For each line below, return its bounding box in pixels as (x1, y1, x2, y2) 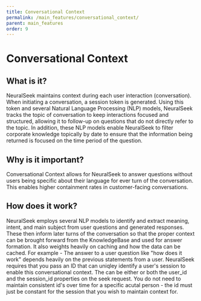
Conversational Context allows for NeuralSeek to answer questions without (6, 171, 193, 178)
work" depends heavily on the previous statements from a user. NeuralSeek (6, 256, 195, 263)
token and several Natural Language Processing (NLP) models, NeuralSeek (6, 105, 193, 112)
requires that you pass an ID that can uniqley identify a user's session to (6, 262, 186, 270)
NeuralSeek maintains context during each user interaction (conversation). (6, 92, 192, 99)
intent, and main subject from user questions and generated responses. (6, 223, 184, 231)
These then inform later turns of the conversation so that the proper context (6, 230, 195, 237)
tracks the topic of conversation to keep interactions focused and (6, 111, 169, 119)
